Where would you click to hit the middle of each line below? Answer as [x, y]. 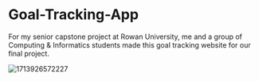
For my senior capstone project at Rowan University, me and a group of [126, 37]
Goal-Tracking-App [74, 15]
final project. [29, 53]
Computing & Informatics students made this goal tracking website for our [129, 44]
